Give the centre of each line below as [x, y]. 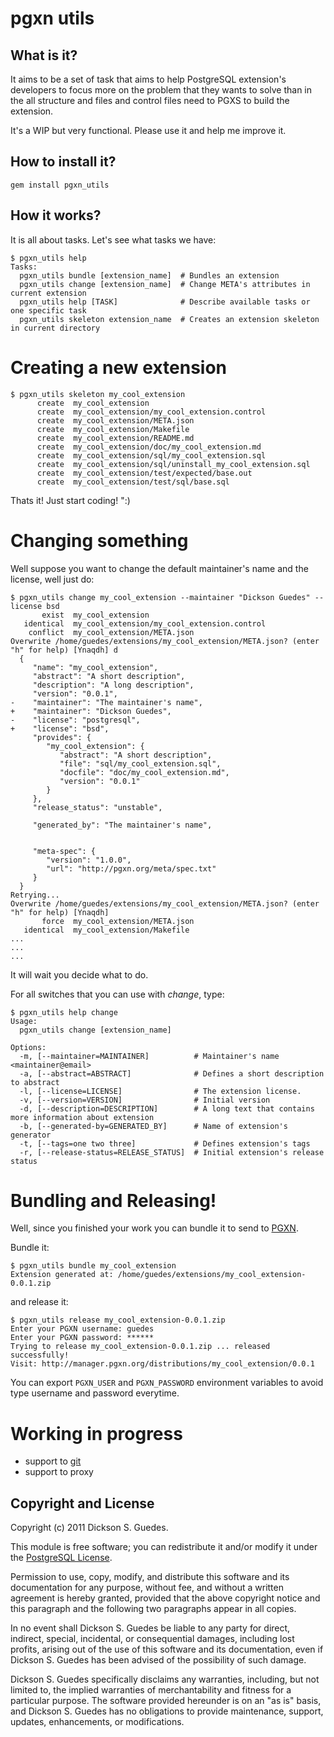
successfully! [40, 1355]
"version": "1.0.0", [89, 860]
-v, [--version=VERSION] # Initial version [145, 1100]
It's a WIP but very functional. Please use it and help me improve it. [148, 130]
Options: [28, 1047]
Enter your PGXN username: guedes [82, 1329]
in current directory [55, 328]
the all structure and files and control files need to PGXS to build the [150, 100]
